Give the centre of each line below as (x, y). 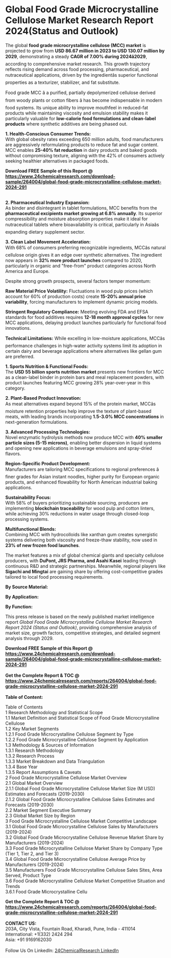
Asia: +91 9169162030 (29, 940)
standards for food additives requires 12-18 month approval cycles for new (84, 317)
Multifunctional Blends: (31, 529)
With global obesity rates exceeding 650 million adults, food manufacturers (84, 139)
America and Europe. (28, 271)
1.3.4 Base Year (22, 767)
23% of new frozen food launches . (43, 545)
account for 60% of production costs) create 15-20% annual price (76, 296)
